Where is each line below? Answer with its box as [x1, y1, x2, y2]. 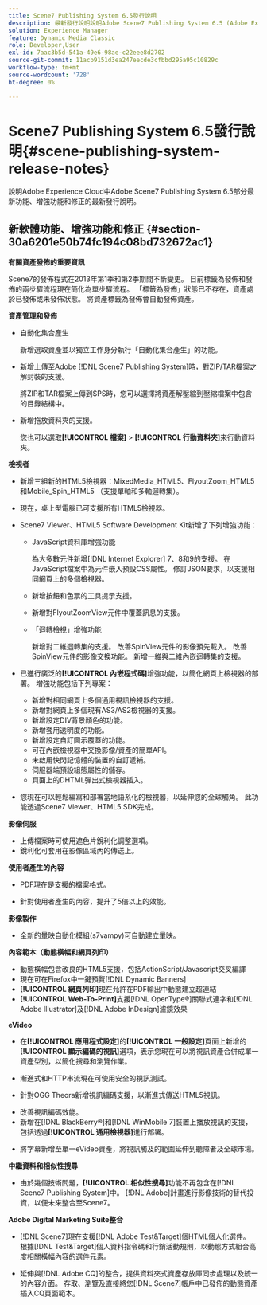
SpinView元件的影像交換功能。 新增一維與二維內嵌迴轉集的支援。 [31, 652, 246, 661]
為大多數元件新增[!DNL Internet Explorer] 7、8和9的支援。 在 [31, 555, 231, 564]
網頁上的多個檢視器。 [38, 574, 109, 584]
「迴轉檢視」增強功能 [31, 625, 102, 634]
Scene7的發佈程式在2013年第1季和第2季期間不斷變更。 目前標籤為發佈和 [8, 274, 246, 284]
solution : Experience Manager [8, 26, 109, 34]
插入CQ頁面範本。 [19, 1288, 79, 1299]
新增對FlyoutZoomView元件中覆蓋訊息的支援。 [31, 608, 184, 617]
